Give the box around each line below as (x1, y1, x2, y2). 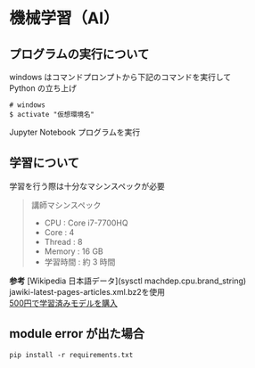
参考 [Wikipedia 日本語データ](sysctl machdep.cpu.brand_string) (9, 275, 247, 286)
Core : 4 (44, 226, 75, 237)
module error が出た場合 (9, 326, 145, 341)
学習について (9, 155, 80, 170)
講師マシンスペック (30, 200, 102, 210)
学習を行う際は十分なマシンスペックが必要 (9, 180, 165, 192)
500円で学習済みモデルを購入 (9, 298, 118, 308)
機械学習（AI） (9, 8, 119, 29)
